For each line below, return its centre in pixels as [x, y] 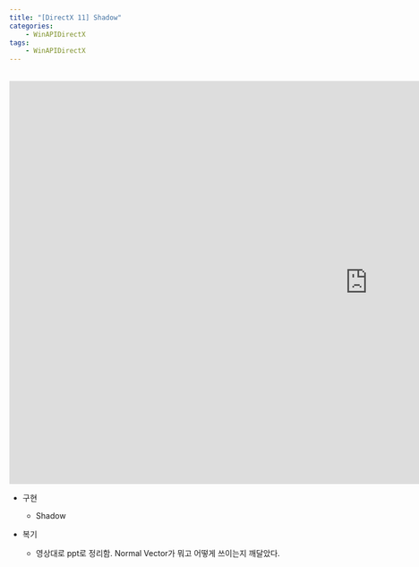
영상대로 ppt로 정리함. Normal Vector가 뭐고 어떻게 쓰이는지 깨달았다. [158, 554]
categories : [31, 26]
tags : [19, 43]
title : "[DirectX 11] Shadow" [66, 17]
